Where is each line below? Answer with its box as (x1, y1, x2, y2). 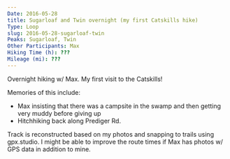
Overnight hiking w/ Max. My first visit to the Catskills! (7, 75, 163, 83)
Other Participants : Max (7, 43, 80, 50)
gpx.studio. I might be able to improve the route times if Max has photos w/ (7, 137, 224, 146)
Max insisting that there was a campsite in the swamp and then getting (17, 102, 222, 110)
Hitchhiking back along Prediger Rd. (17, 116, 121, 125)
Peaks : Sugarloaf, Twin (7, 36, 77, 43)
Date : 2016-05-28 (7, 10, 58, 17)
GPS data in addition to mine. (7, 144, 91, 153)
